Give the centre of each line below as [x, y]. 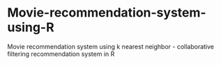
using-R [31, 27]
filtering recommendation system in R [61, 54]
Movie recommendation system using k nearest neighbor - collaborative [111, 46]
